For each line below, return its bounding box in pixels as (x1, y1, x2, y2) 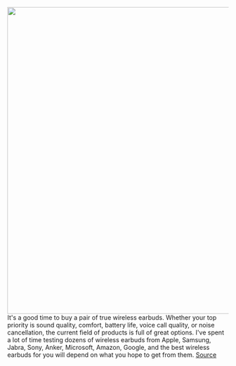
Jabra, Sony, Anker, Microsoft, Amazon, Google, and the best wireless (7, 344, 210, 351)
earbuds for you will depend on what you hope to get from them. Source (7, 351, 217, 359)
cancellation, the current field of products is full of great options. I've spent (7, 328, 225, 337)
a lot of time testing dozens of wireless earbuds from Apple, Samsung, (7, 336, 211, 344)
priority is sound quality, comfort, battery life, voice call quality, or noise (7, 321, 215, 329)
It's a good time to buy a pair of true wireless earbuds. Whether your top (7, 313, 217, 322)
